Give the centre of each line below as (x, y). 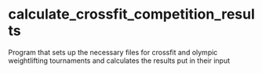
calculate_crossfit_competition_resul (131, 14)
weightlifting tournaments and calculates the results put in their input (119, 61)
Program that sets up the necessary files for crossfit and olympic (113, 52)
